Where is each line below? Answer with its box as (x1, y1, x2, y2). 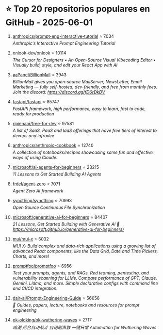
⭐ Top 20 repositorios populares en (5, 3, 150, 15)
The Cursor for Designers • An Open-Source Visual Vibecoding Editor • (12, 57, 156, 63)
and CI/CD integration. (12, 285, 58, 291)
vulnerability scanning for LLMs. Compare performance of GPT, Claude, (12, 275, 157, 281)
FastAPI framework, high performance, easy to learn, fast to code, (12, 106, 146, 112)
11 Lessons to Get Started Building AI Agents (12, 171, 101, 177)
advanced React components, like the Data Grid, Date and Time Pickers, (12, 248, 158, 254)
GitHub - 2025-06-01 (5, 17, 93, 28)
